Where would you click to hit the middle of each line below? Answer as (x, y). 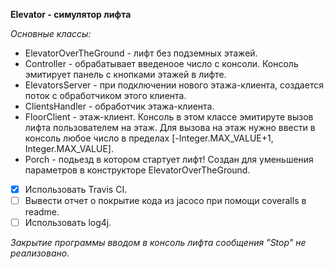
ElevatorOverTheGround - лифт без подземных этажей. (141, 53)
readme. (42, 212)
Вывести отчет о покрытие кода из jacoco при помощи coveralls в (165, 201)
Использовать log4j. (68, 223)
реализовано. (40, 253)
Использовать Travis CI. (76, 189)
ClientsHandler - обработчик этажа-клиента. (119, 106)
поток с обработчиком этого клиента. (105, 95)
